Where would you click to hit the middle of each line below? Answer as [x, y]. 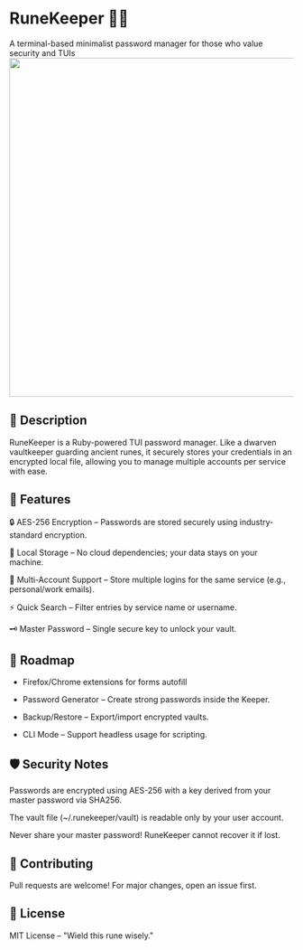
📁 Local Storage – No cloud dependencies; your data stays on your [134, 552]
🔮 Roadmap [42, 660]
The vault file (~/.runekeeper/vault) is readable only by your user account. [147, 818]
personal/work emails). [52, 589]
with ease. [28, 471]
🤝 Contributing [51, 864]
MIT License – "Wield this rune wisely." [82, 936]
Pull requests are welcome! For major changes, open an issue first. [133, 885]
